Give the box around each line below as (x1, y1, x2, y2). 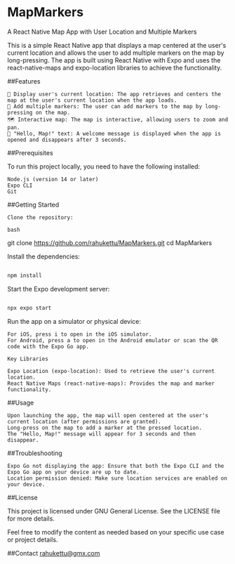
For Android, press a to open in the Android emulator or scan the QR (7, 336, 218, 344)
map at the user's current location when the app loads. (7, 96, 177, 104)
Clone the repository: (7, 214, 74, 221)
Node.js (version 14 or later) (7, 176, 99, 183)
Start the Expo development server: (7, 284, 110, 293)
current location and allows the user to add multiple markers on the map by (7, 48, 224, 57)
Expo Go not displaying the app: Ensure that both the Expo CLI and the (7, 462, 224, 469)
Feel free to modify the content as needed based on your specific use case (7, 527, 224, 536)
